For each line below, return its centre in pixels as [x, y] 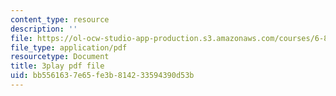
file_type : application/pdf [69, 47]
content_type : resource [60, 19]
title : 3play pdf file [57, 66]
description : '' [44, 29]
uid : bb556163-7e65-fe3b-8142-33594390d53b [102, 76]
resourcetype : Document [60, 57]
